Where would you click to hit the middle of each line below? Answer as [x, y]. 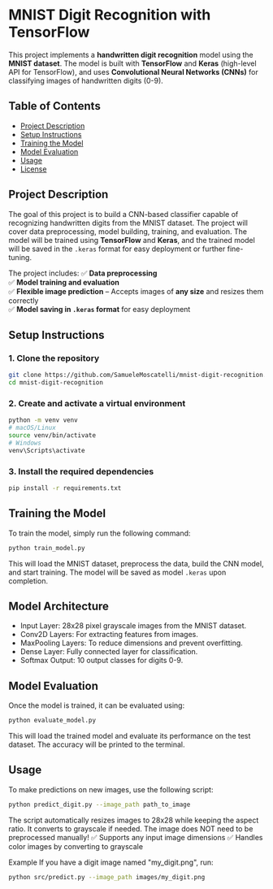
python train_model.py [47, 548]
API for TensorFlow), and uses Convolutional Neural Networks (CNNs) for [133, 72]
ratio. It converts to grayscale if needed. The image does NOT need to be [131, 828]
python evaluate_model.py [52, 721]
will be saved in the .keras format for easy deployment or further [117, 249]
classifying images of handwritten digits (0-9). [86, 80]
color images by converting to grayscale [76, 846]
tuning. [20, 257]
